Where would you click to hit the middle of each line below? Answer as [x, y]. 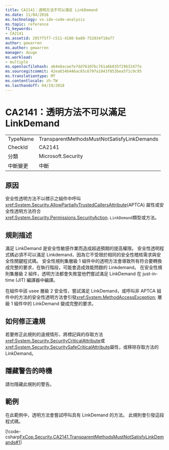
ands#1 [13, 442]
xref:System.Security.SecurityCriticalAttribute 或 [55, 341]
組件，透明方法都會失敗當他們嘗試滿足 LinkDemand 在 [85, 274]
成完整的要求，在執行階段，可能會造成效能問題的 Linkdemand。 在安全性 [82, 268]
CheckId [18, 147]
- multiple [17, 62]
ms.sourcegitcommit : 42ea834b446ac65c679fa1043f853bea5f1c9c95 [74, 72]
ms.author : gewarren [27, 48]
